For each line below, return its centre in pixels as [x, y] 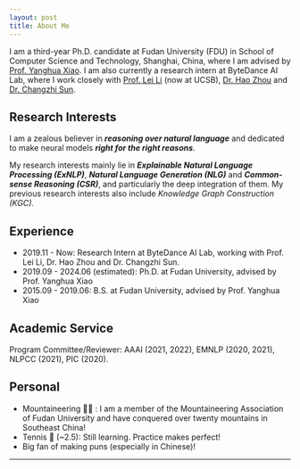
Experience [42, 231]
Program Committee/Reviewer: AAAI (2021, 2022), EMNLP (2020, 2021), [142, 350]
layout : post [33, 17]
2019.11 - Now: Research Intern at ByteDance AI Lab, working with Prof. [153, 253]
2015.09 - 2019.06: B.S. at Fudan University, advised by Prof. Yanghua [151, 291]
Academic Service [62, 328]
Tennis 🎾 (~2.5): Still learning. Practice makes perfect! [121, 437]
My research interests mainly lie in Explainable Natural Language [131, 165]
